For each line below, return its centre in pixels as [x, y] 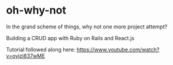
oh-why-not [36, 10]
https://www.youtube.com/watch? [118, 49]
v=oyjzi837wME [26, 56]
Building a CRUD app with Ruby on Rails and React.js [70, 38]
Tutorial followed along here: [41, 49]
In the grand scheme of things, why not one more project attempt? [87, 27]
